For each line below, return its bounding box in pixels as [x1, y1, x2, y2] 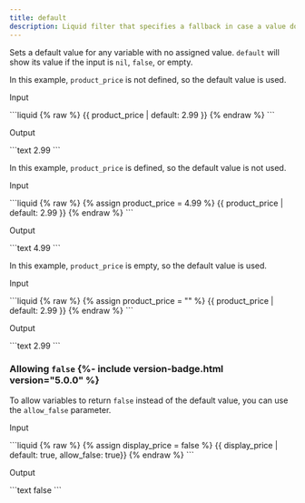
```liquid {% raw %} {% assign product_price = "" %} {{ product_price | [9, 295, 274, 306]
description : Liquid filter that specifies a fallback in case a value [9, 22, 286, 31]
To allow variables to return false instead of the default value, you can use [9, 395, 289, 406]
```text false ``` [9, 484, 62, 496]
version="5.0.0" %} [9, 374, 100, 387]
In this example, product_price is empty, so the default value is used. [9, 260, 268, 271]
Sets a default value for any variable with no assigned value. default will [9, 46, 280, 57]
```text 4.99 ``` [9, 242, 61, 253]
